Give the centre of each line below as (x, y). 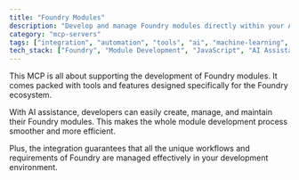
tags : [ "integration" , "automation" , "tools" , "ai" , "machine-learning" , (149, 42)
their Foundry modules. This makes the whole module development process (148, 122)
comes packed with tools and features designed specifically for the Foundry (149, 86)
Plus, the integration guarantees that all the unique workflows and (130, 149)
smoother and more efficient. (62, 131)
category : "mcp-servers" (55, 34)
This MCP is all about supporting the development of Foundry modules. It (143, 76)
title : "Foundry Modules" (57, 17)
